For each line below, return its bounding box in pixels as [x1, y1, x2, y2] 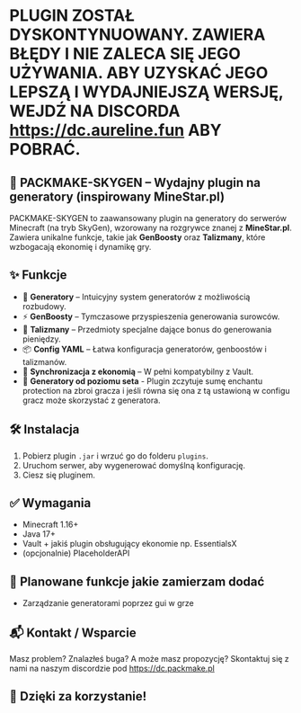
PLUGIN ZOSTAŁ [9, 5, 135, 26]
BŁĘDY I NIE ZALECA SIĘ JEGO [9, 44, 241, 64]
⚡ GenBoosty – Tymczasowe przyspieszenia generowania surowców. [22, 311, 280, 322]
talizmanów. [22, 356, 67, 367]
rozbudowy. [22, 300, 67, 311]
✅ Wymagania [9, 495, 92, 511]
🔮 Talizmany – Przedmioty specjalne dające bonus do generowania [22, 324, 272, 334]
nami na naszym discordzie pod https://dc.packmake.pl [9, 663, 216, 674]
